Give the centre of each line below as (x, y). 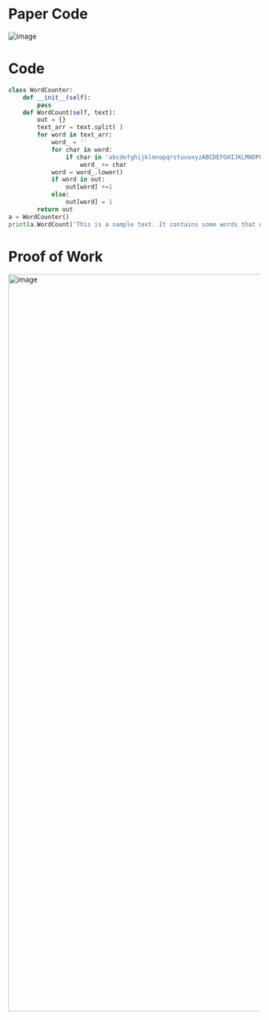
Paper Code (48, 14)
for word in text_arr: (75, 135)
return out (55, 209)
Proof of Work (56, 256)
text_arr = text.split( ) (80, 128)
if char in (84, 157)
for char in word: (82, 149)
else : (60, 195)
